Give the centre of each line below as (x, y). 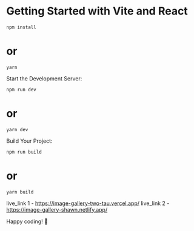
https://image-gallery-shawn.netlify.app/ (57, 209)
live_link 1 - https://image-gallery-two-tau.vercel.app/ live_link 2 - (88, 203)
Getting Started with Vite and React (97, 11)
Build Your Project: (29, 141)
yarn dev (17, 129)
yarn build (20, 192)
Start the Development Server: (44, 78)
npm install (21, 27)
